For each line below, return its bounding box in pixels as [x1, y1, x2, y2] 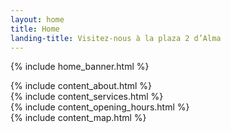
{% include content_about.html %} [10, 80, 153, 92]
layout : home [10, 14, 65, 25]
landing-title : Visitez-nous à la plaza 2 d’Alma [10, 33, 222, 43]
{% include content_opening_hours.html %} [10, 101, 190, 113]
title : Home [10, 24, 60, 34]
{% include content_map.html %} [10, 112, 147, 124]
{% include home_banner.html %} [10, 61, 150, 73]
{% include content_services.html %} [10, 91, 164, 103]
